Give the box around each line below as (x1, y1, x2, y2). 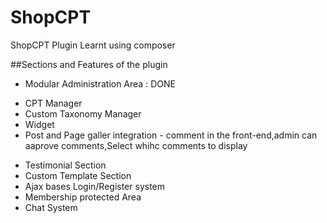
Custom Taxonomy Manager (24, 107, 142, 120)
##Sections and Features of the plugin (10, 58, 168, 70)
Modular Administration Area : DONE (24, 77, 176, 90)
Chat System (24, 201, 78, 213)
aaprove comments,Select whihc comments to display (24, 139, 248, 151)
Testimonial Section (24, 159, 107, 171)
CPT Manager (24, 97, 83, 109)
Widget (24, 118, 55, 130)
